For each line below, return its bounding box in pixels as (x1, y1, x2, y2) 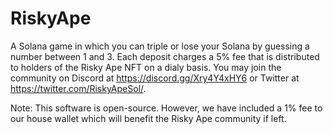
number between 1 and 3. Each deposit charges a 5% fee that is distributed (10, 50, 320, 62)
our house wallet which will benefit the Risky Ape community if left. (10, 112, 287, 124)
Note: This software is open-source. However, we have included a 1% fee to (10, 102, 323, 114)
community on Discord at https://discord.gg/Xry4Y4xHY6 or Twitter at (10, 72, 300, 84)
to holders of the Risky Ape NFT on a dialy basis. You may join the (10, 61, 282, 73)
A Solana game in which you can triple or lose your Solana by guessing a (10, 40, 310, 52)
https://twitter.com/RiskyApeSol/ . (10, 82, 147, 94)
